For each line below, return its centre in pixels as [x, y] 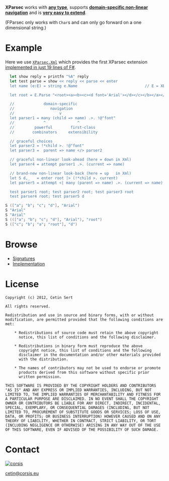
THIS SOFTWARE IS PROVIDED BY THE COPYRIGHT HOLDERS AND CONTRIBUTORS [81, 385]
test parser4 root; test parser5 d [47, 196]
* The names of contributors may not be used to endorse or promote [88, 368]
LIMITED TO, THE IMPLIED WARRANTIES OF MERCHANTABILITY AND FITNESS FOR [83, 394]
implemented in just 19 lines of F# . [41, 67]
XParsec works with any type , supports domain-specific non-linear [77, 7]
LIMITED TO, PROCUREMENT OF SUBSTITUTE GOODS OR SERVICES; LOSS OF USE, [83, 412]
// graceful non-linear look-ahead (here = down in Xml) [71, 160]
